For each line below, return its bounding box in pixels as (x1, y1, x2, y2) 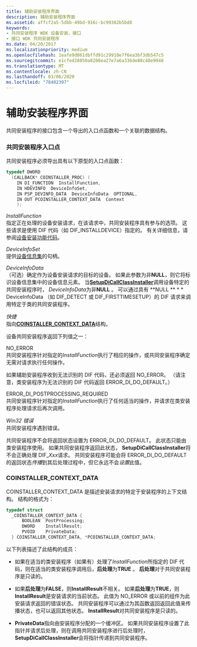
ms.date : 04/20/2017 (6, 42, 57, 47)
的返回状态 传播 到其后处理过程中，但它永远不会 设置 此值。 (6, 459, 145, 466)
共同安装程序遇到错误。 (6, 424, 63, 431)
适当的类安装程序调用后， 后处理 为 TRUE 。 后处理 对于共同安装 (35, 565, 186, 572)
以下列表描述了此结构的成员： (6, 546, 78, 553)
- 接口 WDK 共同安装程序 (6, 36, 60, 42)
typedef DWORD (6, 169, 41, 175)
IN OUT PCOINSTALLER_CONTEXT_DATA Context (16, 196, 125, 202)
